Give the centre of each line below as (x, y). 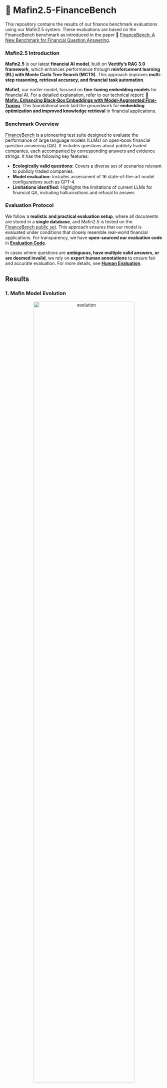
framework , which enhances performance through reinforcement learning (83, 69)
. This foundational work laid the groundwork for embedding (82, 106)
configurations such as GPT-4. (44, 182)
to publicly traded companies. (43, 171)
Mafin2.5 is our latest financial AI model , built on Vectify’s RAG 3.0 (75, 64)
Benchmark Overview (32, 124)
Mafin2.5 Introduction (32, 53)
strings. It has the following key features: (47, 156)
